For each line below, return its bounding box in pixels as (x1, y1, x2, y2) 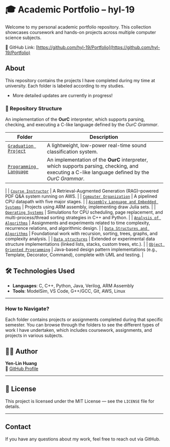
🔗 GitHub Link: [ (5, 44, 38, 50)
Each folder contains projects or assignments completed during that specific (5, 316, 163, 323)
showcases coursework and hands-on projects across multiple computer (5, 29, 156, 35)
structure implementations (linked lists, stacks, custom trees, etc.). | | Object (5, 241, 163, 247)
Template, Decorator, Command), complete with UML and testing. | (5, 252, 144, 258)
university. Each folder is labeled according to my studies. (5, 83, 125, 89)
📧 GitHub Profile (5, 365, 39, 371)
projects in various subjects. (5, 332, 64, 338)
